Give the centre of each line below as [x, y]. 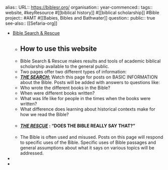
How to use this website [59, 49]
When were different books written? [57, 93]
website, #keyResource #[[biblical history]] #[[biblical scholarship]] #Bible [82, 13]
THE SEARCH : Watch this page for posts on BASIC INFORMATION [89, 77]
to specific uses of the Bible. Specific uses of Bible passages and [88, 142]
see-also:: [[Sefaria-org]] [31, 23]
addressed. [32, 153]
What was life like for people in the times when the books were [85, 98]
